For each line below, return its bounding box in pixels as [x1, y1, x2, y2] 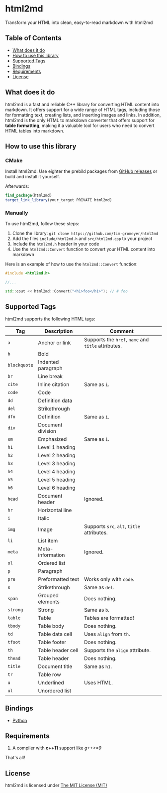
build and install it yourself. [5, 174, 60, 180]
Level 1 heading [38, 444, 76, 451]
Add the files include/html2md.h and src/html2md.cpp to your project [12, 236, 153, 242]
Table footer [38, 639, 67, 646]
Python [12, 717, 27, 723]
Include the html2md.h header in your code [12, 241, 99, 247]
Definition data [38, 397, 73, 404]
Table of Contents [5, 34, 62, 42]
